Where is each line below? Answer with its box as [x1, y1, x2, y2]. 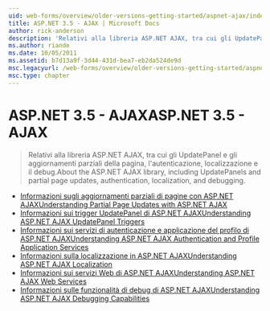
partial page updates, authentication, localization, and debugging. [27, 175, 246, 185]
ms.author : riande [8, 42, 70, 50]
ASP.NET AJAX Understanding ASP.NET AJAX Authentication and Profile [19, 234, 260, 243]
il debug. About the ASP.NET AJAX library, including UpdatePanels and [27, 166, 261, 177]
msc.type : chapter [8, 72, 70, 80]
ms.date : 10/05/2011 [8, 49, 78, 57]
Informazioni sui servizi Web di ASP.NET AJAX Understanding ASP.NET [19, 268, 256, 277]
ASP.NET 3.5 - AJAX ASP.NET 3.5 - [8, 106, 245, 125]
